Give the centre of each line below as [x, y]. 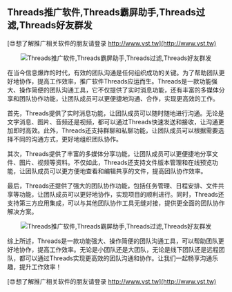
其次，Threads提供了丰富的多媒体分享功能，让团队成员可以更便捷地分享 [110, 153]
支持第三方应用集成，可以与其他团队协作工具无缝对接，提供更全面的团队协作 [116, 203]
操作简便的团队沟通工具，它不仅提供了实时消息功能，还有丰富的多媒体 [119, 90]
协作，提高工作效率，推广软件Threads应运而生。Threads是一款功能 [115, 81]
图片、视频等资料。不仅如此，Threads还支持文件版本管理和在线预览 [116, 162]
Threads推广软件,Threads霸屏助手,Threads [102, 12]
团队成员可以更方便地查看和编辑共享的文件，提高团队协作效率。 [116, 171]
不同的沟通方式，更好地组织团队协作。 [67, 139]
